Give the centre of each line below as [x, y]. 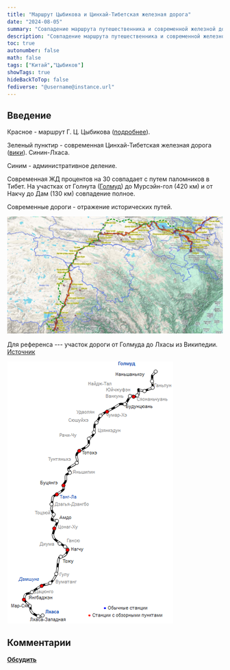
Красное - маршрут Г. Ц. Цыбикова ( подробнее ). [79, 132]
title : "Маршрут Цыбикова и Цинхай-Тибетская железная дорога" [99, 14]
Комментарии [39, 643]
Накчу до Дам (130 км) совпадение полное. [71, 194]
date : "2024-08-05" [35, 22]
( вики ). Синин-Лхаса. [38, 153]
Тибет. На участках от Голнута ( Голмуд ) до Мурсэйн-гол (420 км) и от [110, 187]
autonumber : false [33, 51]
